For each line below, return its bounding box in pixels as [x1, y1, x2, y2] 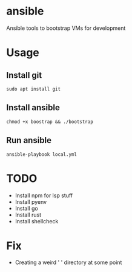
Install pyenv [15, 198, 47, 205]
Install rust [15, 211, 41, 218]
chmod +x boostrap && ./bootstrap [6, 119, 94, 125]
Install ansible [6, 102, 61, 113]
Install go [15, 204, 38, 212]
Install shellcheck [15, 217, 59, 225]
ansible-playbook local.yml [6, 151, 78, 158]
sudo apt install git [6, 86, 61, 92]
